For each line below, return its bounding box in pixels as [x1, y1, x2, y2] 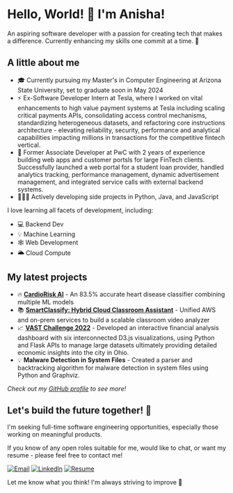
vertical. [17, 141, 41, 149]
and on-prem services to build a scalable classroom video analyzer [17, 315, 210, 324]
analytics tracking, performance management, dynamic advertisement [17, 170, 219, 178]
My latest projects [7, 272, 88, 283]
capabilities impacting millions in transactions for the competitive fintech [17, 133, 225, 141]
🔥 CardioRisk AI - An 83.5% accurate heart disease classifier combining [17, 290, 225, 298]
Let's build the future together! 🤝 [7, 404, 152, 416]
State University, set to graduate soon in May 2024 [17, 86, 163, 94]
